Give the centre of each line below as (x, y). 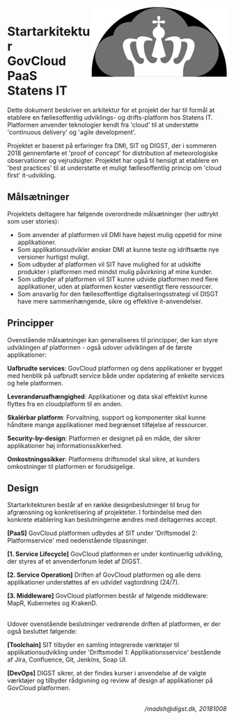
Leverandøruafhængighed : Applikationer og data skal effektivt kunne (107, 397)
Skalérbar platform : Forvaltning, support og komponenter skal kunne (107, 417)
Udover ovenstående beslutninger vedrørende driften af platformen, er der (114, 624)
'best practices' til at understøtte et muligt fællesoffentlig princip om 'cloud (114, 168)
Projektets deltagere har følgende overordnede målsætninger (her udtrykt (113, 214)
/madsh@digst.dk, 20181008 (186, 709)
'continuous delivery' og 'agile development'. (72, 132)
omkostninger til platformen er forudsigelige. (71, 466)
